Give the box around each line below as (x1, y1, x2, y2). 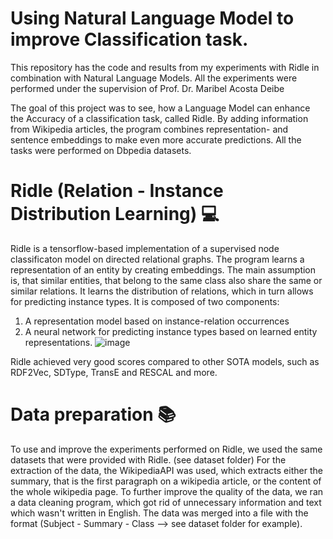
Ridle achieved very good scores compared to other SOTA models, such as (10, 355, 320, 367)
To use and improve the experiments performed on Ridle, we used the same (10, 443, 323, 455)
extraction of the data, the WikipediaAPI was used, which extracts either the (10, 464, 323, 476)
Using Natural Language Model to (10, 7, 295, 30)
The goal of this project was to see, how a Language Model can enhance (10, 102, 311, 114)
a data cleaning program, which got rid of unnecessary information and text (10, 496, 322, 508)
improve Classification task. (10, 28, 249, 51)
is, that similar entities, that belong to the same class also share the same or (10, 274, 323, 286)
